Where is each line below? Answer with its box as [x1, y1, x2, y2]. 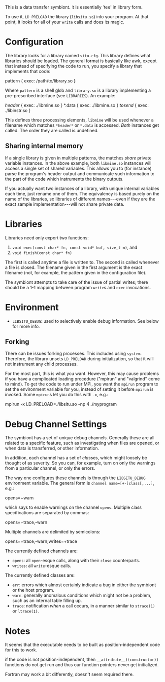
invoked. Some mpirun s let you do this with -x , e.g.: [5, 392, 109, 398]
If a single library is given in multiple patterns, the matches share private [5, 155, 152, 161]
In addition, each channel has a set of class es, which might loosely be [5, 455, 147, 461]
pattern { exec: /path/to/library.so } [5, 77, 76, 83]
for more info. [12, 323, 40, 329]
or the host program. [12, 587, 54, 593]
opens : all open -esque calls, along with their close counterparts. [12, 558, 140, 564]
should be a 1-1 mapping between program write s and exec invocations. [5, 284, 151, 290]
